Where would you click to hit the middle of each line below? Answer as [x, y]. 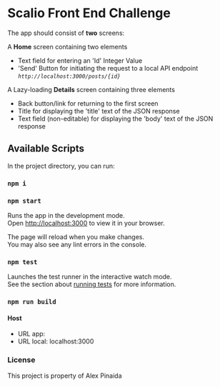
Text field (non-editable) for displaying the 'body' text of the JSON [115, 119]
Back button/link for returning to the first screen [88, 103]
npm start [24, 201]
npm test [22, 262]
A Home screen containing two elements [67, 46]
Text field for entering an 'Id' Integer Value [80, 60]
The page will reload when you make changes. [76, 236]
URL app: [31, 334]
